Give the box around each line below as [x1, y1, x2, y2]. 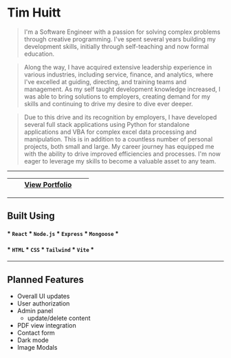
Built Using [7, 210, 55, 222]
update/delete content [27, 314, 91, 322]
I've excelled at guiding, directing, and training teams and [23, 77, 187, 86]
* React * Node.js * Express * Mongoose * [7, 229, 119, 237]
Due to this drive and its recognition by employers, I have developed [23, 112, 217, 121]
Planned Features [7, 274, 85, 286]
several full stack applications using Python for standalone [23, 120, 190, 128]
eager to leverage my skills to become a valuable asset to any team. [23, 157, 217, 165]
